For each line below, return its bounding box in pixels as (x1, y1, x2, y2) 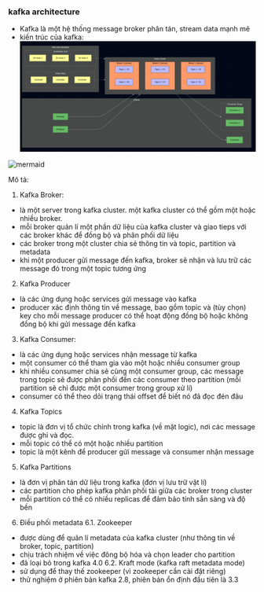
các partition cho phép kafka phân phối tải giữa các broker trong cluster (19, 486, 253, 495)
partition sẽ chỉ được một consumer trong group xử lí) (19, 384, 193, 393)
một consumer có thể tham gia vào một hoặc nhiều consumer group (19, 359, 240, 368)
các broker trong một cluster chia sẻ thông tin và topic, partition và (19, 239, 236, 248)
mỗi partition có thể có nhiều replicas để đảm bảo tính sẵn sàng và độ (19, 495, 246, 504)
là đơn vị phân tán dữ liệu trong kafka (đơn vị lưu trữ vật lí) (19, 478, 207, 487)
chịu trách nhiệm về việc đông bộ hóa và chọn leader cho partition (19, 550, 236, 560)
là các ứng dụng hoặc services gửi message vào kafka (19, 294, 197, 304)
